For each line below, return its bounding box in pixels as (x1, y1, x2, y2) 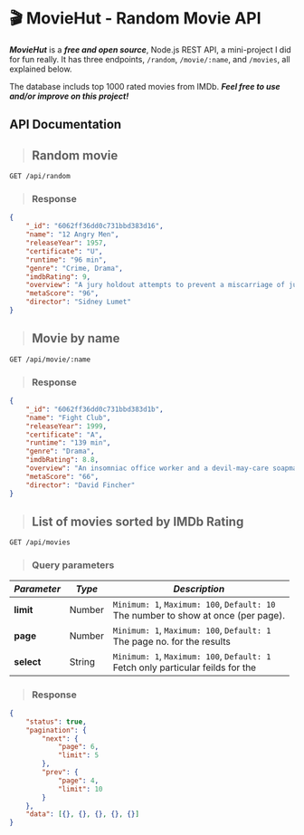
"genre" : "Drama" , (25, 446, 95, 456)
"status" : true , (25, 717, 88, 726)
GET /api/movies (9, 538, 71, 547)
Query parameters (31, 559, 115, 571)
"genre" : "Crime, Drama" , (25, 264, 124, 273)
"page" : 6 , (57, 743, 100, 752)
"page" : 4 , (57, 776, 100, 785)
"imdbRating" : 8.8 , (25, 456, 100, 465)
